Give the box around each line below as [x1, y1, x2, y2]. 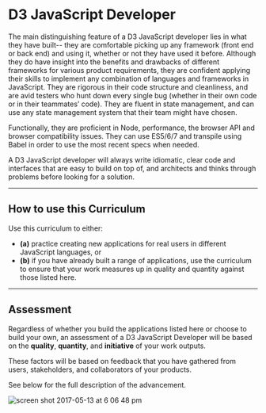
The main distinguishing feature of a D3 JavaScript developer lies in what [8, 32, 247, 41]
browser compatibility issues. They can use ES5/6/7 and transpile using [8, 131, 242, 140]
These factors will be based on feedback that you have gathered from [8, 356, 236, 365]
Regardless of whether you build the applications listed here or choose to [8, 323, 247, 334]
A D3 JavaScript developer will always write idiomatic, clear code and [8, 155, 236, 164]
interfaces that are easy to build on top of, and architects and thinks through [8, 163, 256, 173]
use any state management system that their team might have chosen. [8, 107, 237, 117]
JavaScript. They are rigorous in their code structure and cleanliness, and [8, 82, 248, 92]
